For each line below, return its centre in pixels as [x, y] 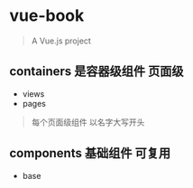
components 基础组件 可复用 [90, 153]
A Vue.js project [61, 41]
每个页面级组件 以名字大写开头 [88, 122]
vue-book [47, 16]
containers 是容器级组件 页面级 [96, 72]
